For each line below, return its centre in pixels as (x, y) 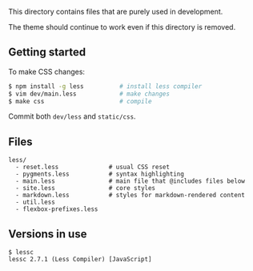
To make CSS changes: (47, 71)
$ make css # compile (80, 101)
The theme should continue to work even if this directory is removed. (122, 27)
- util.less (36, 202)
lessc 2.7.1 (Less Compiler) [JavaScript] (80, 260)
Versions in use (48, 234)
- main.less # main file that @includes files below (131, 181)
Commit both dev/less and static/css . (72, 116)
